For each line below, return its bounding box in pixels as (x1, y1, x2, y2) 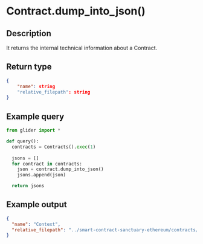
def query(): (6, 138, 39, 144)
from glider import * (6, 127, 61, 133)
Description (6, 28, 51, 39)
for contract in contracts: (11, 161, 83, 167)
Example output (6, 199, 68, 210)
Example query (6, 111, 65, 121)
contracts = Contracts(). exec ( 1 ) (11, 144, 96, 150)
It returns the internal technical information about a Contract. (6, 44, 158, 51)
